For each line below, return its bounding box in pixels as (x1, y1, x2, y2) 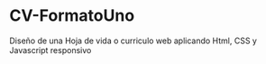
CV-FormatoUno (9, 5, 135, 26)
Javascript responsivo (9, 44, 92, 55)
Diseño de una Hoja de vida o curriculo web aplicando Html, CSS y (9, 35, 257, 46)
